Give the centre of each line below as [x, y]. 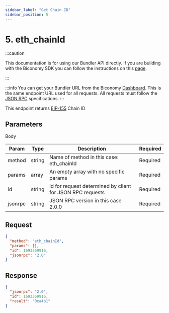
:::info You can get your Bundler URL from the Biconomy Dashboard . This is [83, 88]
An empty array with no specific [87, 172]
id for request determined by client [90, 186]
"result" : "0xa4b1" [30, 301]
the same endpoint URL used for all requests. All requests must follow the [81, 93]
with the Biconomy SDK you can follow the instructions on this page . [76, 68]
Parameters [24, 124]
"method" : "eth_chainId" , [37, 241]
